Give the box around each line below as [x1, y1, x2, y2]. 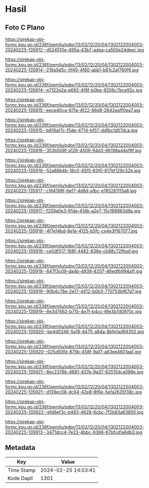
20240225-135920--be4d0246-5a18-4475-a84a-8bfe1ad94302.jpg [5, 328, 144, 334]
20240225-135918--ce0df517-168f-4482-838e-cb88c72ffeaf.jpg [5, 248, 138, 254]
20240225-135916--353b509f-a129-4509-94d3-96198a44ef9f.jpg [5, 148, 142, 153]
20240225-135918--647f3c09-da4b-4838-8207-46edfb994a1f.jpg [5, 269, 143, 274]
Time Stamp [7, 467, 36, 474]
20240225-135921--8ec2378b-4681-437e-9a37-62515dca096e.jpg [5, 369, 144, 375]
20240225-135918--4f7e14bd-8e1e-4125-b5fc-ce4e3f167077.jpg [5, 228, 138, 234]
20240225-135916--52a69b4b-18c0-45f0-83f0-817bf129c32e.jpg [5, 167, 141, 173]
